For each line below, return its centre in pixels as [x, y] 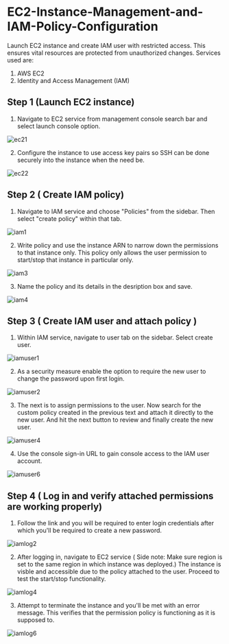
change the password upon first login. [71, 379]
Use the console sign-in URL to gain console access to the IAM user [113, 454]
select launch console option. [59, 126]
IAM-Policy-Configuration [83, 26]
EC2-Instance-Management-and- [105, 12]
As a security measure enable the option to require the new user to [111, 372]
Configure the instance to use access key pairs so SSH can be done [113, 152]
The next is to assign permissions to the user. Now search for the [109, 405]
